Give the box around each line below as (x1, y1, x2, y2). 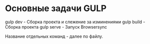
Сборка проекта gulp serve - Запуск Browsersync (5, 24, 107, 29)
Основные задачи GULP (5, 3, 107, 14)
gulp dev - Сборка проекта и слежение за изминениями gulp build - (5, 19, 146, 25)
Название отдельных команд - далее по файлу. (5, 33, 103, 39)
